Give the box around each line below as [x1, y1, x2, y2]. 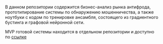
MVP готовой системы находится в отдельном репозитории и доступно [5, 29, 155, 34]
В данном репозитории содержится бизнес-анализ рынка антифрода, [5, 4, 151, 10]
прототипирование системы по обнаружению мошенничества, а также [5, 9, 154, 15]
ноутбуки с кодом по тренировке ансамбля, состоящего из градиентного [5, 15, 159, 20]
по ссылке [5, 34, 27, 40]
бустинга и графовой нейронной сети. [5, 19, 85, 25]
